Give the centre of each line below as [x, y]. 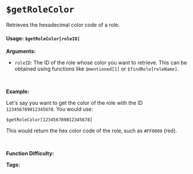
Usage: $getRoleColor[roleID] [43, 38]
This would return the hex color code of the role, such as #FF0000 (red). [92, 131]
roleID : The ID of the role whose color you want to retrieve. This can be [101, 63]
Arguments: [21, 52]
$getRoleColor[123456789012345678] [49, 120]
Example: [18, 91]
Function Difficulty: [30, 153]
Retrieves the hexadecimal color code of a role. [63, 25]
